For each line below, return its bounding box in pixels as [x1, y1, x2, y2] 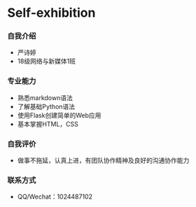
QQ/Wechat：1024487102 [17, 192, 93, 201]
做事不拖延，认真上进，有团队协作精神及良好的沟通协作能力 [17, 156, 190, 165]
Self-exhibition [7, 5, 96, 21]
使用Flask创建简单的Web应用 [17, 110, 101, 120]
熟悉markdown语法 [17, 93, 73, 102]
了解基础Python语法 [17, 102, 76, 110]
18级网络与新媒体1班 [17, 57, 76, 66]
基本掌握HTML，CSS [17, 120, 78, 128]
